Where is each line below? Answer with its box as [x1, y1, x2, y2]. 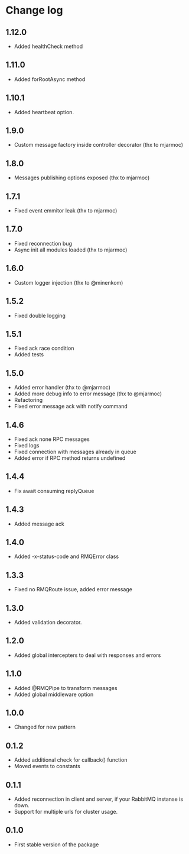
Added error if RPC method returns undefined [14, 454, 126, 462]
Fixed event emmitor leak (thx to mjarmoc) [14, 207, 118, 214]
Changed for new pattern [14, 723, 76, 731]
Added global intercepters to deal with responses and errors [14, 652, 161, 659]
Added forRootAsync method [14, 75, 86, 83]
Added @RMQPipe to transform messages [14, 684, 118, 691]
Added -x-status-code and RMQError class [14, 553, 119, 560]
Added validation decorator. [14, 619, 82, 626]
